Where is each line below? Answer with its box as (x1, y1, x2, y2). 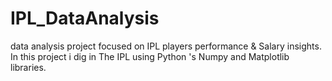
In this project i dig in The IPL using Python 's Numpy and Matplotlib (10, 50, 290, 62)
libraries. (10, 61, 47, 73)
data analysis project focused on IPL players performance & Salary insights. (10, 40, 322, 52)
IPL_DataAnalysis (10, 7, 160, 30)
